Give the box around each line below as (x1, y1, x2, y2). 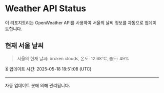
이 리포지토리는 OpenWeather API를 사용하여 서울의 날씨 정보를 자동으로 (5, 20, 144, 25)
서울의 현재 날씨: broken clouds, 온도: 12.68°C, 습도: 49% (17, 55, 129, 61)
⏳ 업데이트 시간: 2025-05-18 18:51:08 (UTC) (5, 66, 92, 71)
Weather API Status (5, 3, 86, 14)
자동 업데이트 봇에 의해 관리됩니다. (5, 82, 70, 88)
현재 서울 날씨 (5, 42, 44, 50)
